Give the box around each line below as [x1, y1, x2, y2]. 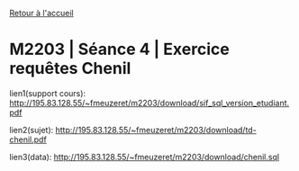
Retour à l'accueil [9, 8, 74, 18]
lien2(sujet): [9, 124, 54, 135]
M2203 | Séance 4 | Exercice [9, 40, 230, 59]
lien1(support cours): [9, 87, 86, 98]
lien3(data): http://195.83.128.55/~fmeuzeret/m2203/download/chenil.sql [9, 151, 280, 162]
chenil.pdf [9, 134, 47, 145]
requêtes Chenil [9, 58, 131, 79]
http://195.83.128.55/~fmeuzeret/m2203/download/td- [55, 124, 257, 135]
